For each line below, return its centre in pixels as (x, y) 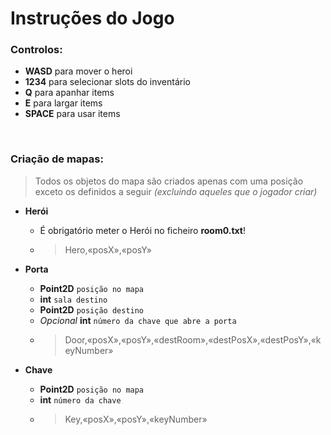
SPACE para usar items (72, 114)
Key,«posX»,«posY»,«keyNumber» (136, 419)
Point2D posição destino (92, 309)
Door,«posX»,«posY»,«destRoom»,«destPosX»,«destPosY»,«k (193, 339)
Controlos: (36, 50)
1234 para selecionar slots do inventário (107, 82)
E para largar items (63, 103)
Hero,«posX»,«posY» (108, 249)
